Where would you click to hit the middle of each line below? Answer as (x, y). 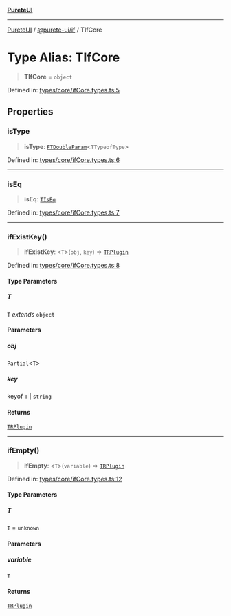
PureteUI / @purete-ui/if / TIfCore (55, 30)
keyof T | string (30, 397)
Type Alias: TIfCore (64, 58)
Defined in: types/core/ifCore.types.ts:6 (64, 160)
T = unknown (23, 528)
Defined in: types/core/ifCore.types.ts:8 (64, 266)
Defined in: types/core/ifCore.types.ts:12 (65, 479)
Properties (30, 112)
